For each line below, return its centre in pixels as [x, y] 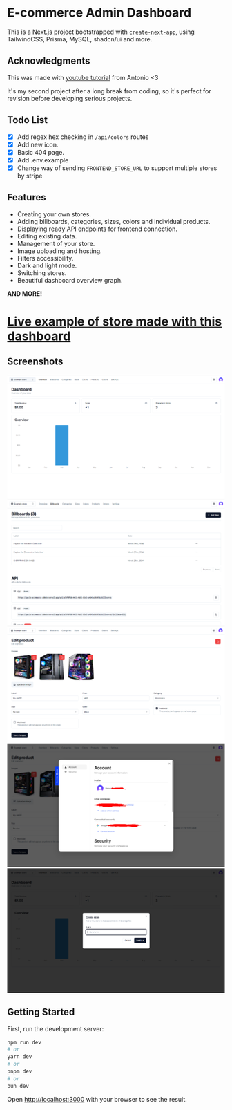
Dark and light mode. [47, 265]
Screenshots [35, 362]
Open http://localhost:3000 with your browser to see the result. [97, 1099]
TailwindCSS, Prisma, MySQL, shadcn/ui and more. [80, 39]
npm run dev [24, 1042]
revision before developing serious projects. [70, 98]
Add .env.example [43, 160]
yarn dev [20, 1057]
